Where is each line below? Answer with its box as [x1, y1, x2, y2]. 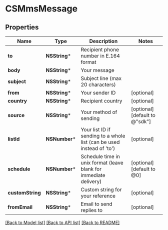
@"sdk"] [130, 118, 151, 125]
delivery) [80, 178, 102, 185]
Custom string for [80, 186, 122, 193]
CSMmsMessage [5, 3, 78, 14]
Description [89, 38, 118, 44]
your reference [80, 192, 116, 199]
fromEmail [7, 203, 33, 210]
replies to [80, 207, 103, 213]
